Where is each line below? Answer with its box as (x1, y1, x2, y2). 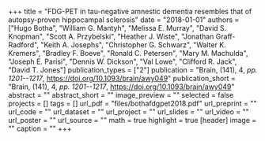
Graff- (215, 32, 236, 41)
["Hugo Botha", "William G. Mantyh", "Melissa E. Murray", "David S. (8, 24, 227, 32)
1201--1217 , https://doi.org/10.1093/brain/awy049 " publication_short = (8, 74, 236, 83)
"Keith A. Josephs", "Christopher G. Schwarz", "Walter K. (40, 40, 227, 50)
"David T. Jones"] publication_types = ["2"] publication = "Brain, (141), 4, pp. (8, 65, 258, 74)
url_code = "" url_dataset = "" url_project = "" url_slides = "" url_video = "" (8, 107, 249, 117)
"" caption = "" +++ (8, 124, 73, 133)
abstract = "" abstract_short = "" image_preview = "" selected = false (8, 91, 234, 99)
